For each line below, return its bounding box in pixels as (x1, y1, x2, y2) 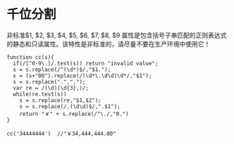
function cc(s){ (6, 53, 54, 60)
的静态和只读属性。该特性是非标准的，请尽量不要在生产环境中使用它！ (6, 39, 211, 48)
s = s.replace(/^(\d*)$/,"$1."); (13, 66, 111, 73)
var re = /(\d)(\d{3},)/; (13, 84, 90, 91)
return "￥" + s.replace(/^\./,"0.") (19, 110, 129, 117)
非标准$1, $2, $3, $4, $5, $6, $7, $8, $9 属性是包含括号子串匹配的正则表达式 (6, 31, 227, 39)
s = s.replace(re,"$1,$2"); (19, 96, 101, 104)
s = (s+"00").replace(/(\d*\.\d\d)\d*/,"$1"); (13, 72, 152, 79)
